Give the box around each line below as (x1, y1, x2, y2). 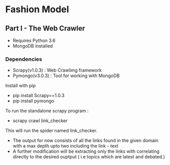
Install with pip (5, 83, 36, 89)
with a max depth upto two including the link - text (12, 143, 118, 149)
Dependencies (5, 55, 42, 62)
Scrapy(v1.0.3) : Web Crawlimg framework (12, 67, 102, 74)
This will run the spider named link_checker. (5, 128, 98, 134)
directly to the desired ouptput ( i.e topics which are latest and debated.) (12, 154, 165, 160)
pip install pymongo (12, 98, 55, 104)
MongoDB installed (12, 43, 53, 49)
